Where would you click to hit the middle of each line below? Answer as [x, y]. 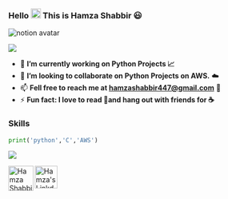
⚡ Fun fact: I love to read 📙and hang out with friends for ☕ [117, 100]
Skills [19, 124]
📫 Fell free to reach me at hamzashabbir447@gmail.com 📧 [120, 88]
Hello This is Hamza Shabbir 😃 [75, 15]
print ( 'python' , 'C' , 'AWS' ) [53, 140]
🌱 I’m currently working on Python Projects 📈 [97, 64]
